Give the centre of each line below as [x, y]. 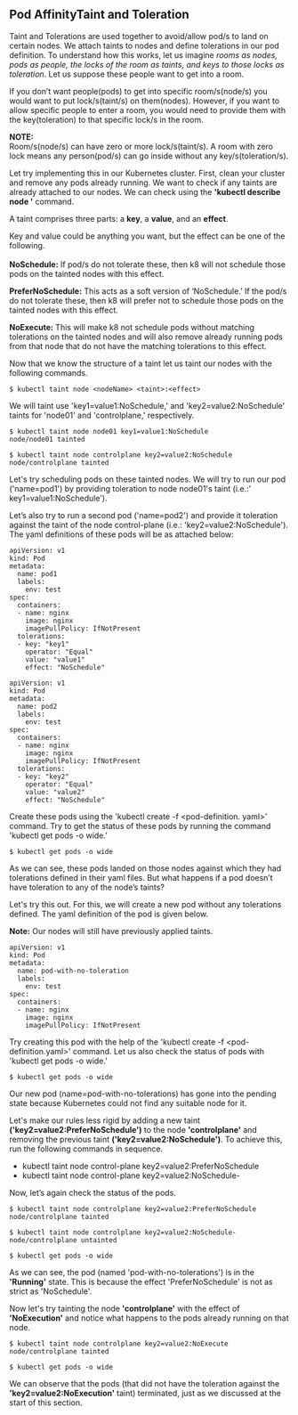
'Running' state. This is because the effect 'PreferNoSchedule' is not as [141, 1281]
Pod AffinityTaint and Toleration [99, 15]
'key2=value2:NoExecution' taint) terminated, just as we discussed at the [145, 1393]
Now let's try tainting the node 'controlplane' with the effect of [125, 1308]
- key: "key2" [43, 777]
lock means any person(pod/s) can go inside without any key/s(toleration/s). [149, 156]
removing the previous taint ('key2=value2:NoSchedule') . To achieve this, [146, 1139]
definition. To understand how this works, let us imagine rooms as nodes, [144, 55]
